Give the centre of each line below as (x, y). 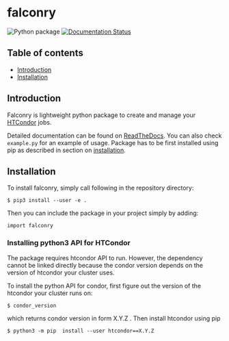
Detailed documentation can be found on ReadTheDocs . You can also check (114, 136)
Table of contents (45, 53)
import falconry (30, 226)
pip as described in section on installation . (67, 150)
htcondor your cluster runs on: (50, 293)
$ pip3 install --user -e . (47, 201)
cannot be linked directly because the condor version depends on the (105, 265)
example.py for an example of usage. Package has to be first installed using (113, 142)
